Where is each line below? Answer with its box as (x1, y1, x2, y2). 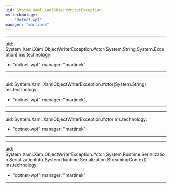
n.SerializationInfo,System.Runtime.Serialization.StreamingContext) (5, 157, 147, 163)
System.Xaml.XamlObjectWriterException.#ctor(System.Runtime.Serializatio (5, 151, 165, 157)
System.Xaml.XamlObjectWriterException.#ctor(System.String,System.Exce (5, 46, 164, 52)
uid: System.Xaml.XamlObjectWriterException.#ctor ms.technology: (5, 116, 147, 122)
